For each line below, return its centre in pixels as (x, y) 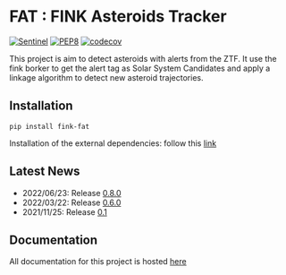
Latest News (45, 172)
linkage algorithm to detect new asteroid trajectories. (106, 77)
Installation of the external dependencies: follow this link (113, 143)
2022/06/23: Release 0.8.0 (72, 193)
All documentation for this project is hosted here (98, 262)
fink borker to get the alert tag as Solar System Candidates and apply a (140, 68)
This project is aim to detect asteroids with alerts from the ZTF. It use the (143, 58)
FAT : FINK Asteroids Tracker (118, 17)
